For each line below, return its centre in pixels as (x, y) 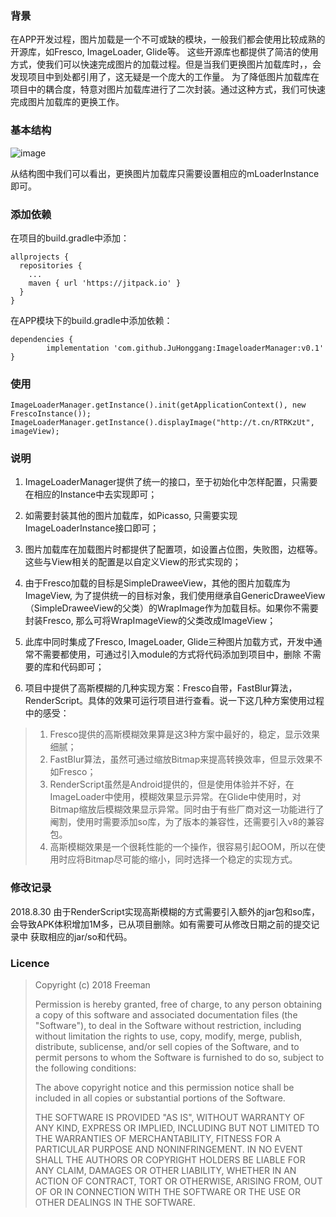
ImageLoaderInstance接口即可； (92, 528)
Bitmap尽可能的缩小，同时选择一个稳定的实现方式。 (191, 859)
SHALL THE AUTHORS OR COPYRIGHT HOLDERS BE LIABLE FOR (170, 1160)
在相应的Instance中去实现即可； (91, 494)
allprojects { (40, 257)
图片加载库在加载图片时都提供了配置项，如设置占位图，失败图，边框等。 (173, 549)
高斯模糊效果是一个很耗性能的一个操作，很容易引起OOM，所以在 (183, 847)
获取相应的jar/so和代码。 (81, 936)
